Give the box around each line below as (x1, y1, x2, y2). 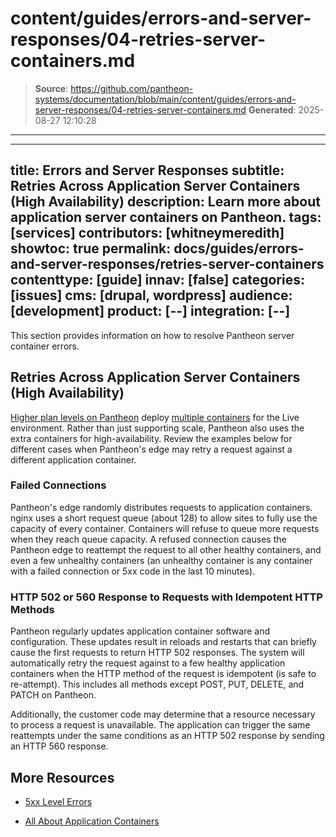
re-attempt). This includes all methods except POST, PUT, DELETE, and (10, 678, 305, 691)
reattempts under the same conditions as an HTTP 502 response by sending (10, 730, 325, 742)
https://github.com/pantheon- (70, 82, 194, 94)
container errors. (10, 340, 80, 352)
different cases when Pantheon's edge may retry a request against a (10, 443, 293, 455)
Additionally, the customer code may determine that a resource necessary (10, 708, 316, 721)
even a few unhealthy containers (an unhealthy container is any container (10, 554, 313, 566)
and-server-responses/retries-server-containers (10, 256, 325, 273)
